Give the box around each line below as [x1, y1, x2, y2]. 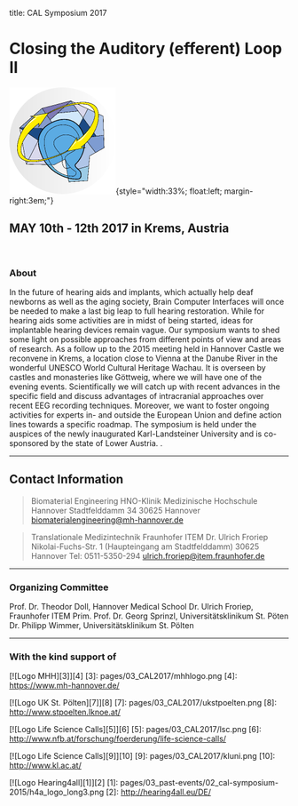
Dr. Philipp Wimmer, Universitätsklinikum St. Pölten [9, 620, 194, 631]
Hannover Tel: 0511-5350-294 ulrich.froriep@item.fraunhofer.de [30, 550, 265, 561]
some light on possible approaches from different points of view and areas [9, 334, 282, 345]
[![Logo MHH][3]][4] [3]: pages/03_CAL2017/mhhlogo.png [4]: [9, 671, 238, 682]
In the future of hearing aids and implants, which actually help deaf [9, 287, 255, 298]
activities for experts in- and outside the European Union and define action [9, 410, 282, 420]
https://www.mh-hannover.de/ [9, 680, 120, 691]
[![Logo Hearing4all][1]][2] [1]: [9, 778, 119, 788]
